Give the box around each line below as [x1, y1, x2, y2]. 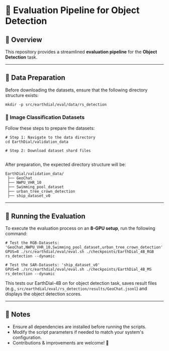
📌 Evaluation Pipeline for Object [5, 5, 140, 16]
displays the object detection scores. [5, 290, 82, 297]
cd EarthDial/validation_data [5, 139, 69, 144]
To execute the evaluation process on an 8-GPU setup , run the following [5, 225, 155, 231]
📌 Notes [5, 310, 31, 319]
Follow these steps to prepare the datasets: [5, 125, 95, 131]
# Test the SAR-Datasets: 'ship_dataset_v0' [5, 262, 100, 267]
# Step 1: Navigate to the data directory [5, 135, 96, 140]
